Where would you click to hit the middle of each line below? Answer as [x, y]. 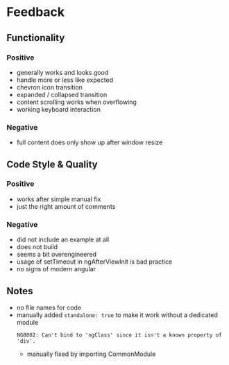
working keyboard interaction [59, 109]
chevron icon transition [49, 87]
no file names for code [49, 307]
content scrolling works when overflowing [76, 102]
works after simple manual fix [59, 199]
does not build [37, 247]
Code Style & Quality [52, 164]
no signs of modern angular [56, 269]
